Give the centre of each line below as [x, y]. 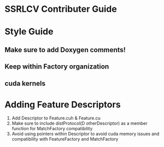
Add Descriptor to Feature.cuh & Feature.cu [56, 118]
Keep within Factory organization [57, 67]
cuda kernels [25, 83]
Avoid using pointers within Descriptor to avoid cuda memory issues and [85, 134]
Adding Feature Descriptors [63, 104]
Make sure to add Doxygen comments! [65, 50]
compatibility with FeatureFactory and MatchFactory [65, 139]
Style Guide [29, 32]
